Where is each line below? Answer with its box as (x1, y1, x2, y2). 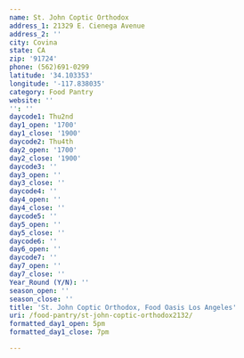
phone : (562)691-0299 (9, 63, 90, 72)
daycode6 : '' (9, 237, 58, 246)
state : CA (9, 46, 46, 55)
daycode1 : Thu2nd (9, 112, 74, 121)
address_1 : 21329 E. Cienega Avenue (9, 21, 145, 30)
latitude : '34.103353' (9, 71, 94, 80)
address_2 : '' (9, 29, 62, 38)
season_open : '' (9, 286, 69, 295)
